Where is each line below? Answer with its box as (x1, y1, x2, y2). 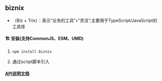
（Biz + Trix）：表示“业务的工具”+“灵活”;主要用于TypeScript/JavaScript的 (12, 17, 158, 23)
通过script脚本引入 (12, 59, 50, 64)
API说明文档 (5, 71, 30, 77)
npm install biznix (12, 49, 52, 54)
